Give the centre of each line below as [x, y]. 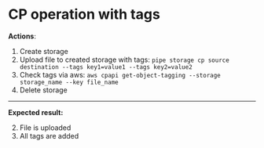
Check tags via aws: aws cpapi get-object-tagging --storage [120, 74]
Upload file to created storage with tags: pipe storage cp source [124, 60]
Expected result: [36, 112]
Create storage [44, 51]
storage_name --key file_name [69, 82]
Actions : [22, 36]
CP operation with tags [84, 14]
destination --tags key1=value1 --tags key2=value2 [106, 67]
